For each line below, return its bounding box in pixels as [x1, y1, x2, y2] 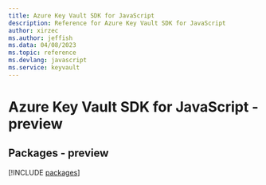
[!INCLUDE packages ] [8, 167, 80, 177]
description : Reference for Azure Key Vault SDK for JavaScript [8, 19, 226, 27]
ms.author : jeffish [8, 33, 73, 42]
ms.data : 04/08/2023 [8, 41, 77, 49]
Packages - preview [8, 147, 109, 160]
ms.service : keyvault [8, 64, 80, 72]
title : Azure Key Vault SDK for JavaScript [8, 11, 155, 20]
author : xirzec [8, 26, 59, 34]
